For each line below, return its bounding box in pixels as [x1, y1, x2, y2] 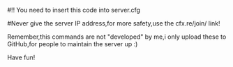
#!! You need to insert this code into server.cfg [7, 6, 141, 14]
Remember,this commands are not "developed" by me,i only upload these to [7, 32, 227, 41]
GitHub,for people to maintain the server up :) [7, 40, 138, 48]
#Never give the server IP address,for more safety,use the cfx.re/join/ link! [7, 19, 221, 27]
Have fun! [7, 53, 36, 61]
